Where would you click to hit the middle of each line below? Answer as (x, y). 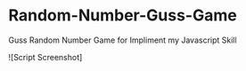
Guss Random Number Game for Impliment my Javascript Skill (123, 40)
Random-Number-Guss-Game (123, 16)
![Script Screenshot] (45, 57)
